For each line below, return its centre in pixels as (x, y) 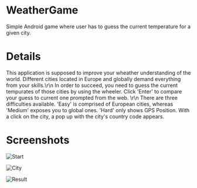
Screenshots (38, 140)
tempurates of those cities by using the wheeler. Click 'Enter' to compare (94, 91)
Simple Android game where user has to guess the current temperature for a (98, 26)
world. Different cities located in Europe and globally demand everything (94, 79)
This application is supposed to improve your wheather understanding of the (98, 73)
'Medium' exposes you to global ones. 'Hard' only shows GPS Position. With (98, 110)
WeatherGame (42, 10)
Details (23, 57)
